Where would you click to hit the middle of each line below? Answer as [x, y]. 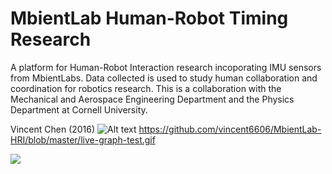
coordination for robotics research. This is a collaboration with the [146, 88]
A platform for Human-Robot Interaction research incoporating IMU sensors [166, 67]
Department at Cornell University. [79, 109]
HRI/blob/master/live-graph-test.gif [83, 139]
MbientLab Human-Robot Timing [149, 18]
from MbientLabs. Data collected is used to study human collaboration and [164, 78]
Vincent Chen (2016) [53, 129]
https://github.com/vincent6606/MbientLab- [230, 129]
